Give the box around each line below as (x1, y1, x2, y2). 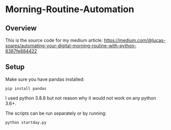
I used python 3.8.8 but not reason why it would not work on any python (5, 95, 156, 101)
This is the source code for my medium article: (5, 37, 103, 43)
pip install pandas (5, 86, 47, 91)
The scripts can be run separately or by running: (5, 110, 107, 116)
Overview (5, 24, 37, 32)
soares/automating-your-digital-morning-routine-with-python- (5, 43, 136, 49)
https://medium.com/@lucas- (103, 37, 166, 43)
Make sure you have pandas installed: (5, 76, 85, 82)
